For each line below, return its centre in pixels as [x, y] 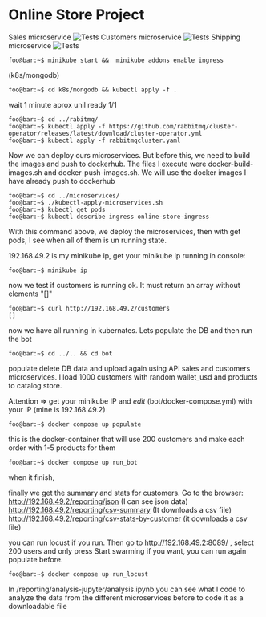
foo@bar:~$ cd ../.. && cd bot [60, 353]
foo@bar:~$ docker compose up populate [75, 424]
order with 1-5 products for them [62, 448]
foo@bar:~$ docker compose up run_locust [79, 574]
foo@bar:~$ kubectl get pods [57, 209]
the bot [20, 339]
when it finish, [31, 477]
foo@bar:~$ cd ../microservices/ [64, 195]
